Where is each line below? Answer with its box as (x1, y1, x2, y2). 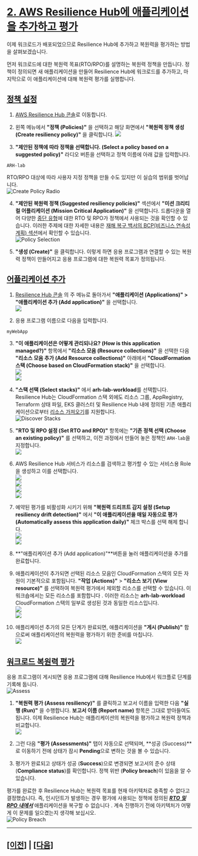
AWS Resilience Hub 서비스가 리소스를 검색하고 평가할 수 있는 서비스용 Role (15, 460, 192, 467)
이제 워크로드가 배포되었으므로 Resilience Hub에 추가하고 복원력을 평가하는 (6, 41, 180, 48)
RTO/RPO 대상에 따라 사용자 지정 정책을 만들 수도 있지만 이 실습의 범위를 (6, 173, 173, 180)
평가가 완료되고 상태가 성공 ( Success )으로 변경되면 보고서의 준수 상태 (15, 760, 176, 767)
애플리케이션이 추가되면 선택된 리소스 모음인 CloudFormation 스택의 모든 (15, 570, 183, 577)
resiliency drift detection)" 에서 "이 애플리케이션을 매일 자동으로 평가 (15, 511, 178, 518)
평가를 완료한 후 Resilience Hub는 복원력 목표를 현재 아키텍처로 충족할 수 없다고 (6, 787, 190, 794)
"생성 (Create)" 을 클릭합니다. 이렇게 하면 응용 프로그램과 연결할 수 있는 (15, 248, 181, 255)
